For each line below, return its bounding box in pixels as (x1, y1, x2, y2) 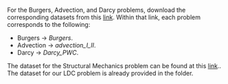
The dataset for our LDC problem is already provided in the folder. (7, 69, 194, 77)
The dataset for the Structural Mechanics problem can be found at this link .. (7, 62, 222, 70)
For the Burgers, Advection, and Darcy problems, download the (7, 6, 186, 14)
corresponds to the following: (7, 21, 91, 28)
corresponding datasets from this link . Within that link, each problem (7, 13, 201, 21)
